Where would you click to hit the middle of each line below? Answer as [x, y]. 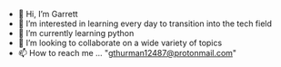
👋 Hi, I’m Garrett [48, 14]
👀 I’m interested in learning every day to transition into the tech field [145, 24]
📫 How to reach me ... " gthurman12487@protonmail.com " [127, 53]
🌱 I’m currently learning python [76, 33]
